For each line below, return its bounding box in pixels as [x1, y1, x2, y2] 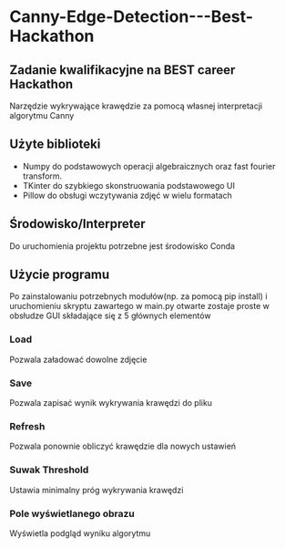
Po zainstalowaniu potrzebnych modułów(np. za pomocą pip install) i [9, 291, 268, 302]
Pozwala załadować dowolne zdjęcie [9, 354, 148, 365]
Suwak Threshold [9, 463, 89, 476]
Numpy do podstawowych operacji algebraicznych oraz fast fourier [22, 160, 276, 171]
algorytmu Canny [9, 110, 75, 120]
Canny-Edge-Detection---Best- [9, 6, 253, 27]
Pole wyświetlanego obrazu [9, 507, 135, 520]
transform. [22, 171, 63, 181]
